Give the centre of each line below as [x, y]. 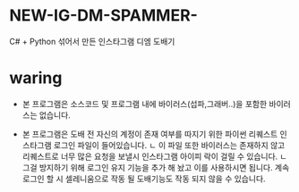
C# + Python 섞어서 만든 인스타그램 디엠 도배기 [92, 41]
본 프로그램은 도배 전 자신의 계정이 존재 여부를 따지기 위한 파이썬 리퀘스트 [150, 134]
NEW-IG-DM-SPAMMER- [104, 16]
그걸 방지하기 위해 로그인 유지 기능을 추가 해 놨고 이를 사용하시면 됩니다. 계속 [156, 167]
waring [36, 78]
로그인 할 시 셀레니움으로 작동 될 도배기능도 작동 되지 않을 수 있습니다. [144, 179]
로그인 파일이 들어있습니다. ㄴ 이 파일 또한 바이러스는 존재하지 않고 [169, 145]
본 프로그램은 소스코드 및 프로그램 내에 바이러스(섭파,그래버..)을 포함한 [145, 104]
